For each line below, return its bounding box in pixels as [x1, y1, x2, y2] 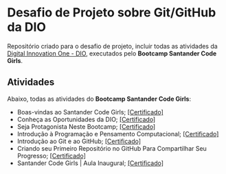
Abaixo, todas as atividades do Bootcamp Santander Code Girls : [7, 95, 191, 103]
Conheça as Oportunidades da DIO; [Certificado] [16, 115, 156, 123]
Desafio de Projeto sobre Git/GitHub [7, 5, 216, 21]
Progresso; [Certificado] [16, 151, 86, 160]
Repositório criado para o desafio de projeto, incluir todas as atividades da [7, 42, 218, 50]
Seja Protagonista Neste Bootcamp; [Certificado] [16, 122, 156, 131]
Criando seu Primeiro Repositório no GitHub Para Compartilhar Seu [16, 144, 207, 152]
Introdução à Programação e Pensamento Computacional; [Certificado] [16, 129, 219, 138]
